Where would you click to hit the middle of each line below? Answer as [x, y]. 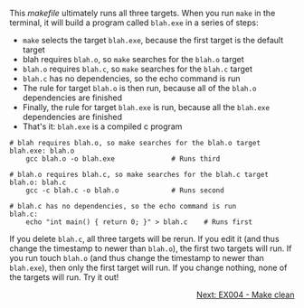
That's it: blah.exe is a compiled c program [102, 126]
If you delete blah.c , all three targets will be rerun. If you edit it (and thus [144, 239]
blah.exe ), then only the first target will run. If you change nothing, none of [148, 267]
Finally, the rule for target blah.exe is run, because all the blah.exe [146, 107]
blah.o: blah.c [38, 182]
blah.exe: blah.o [42, 151]
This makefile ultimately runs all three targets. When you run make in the [142, 13]
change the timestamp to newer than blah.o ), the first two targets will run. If [151, 248]
